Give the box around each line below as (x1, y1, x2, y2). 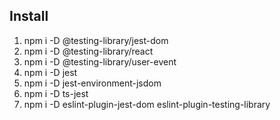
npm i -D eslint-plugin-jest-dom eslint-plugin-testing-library (23, 98, 271, 110)
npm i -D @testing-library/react (23, 45, 154, 57)
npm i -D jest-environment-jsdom (23, 77, 162, 89)
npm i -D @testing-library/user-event (23, 55, 177, 68)
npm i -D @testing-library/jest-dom (23, 34, 169, 46)
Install (9, 8, 49, 25)
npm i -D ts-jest (23, 87, 89, 99)
